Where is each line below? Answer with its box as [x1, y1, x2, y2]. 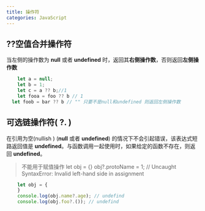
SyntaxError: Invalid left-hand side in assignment [21, 169, 144, 177]
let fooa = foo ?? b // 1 [17, 93, 84, 99]
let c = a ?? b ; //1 [17, 87, 67, 94]
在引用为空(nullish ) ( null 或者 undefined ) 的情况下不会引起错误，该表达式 [6, 135, 193, 142]
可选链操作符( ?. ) [6, 117, 72, 128]
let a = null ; [17, 76, 53, 83]
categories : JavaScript [6, 15, 67, 21]
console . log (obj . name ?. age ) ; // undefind [17, 193, 124, 199]
